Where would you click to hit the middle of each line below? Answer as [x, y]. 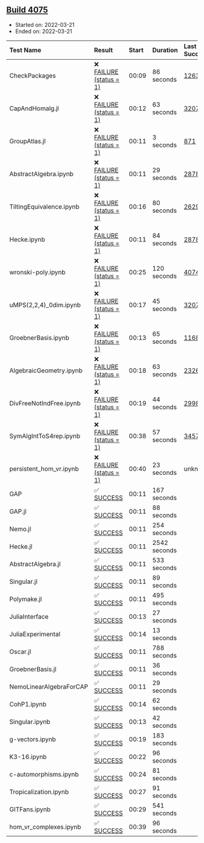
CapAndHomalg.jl [34, 108]
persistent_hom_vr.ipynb [44, 469]
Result [104, 50]
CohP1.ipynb [28, 704]
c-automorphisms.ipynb [44, 774]
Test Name [25, 50]
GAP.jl [18, 511]
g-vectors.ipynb [33, 739]
